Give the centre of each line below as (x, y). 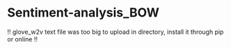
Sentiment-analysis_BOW (83, 13)
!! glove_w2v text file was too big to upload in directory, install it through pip (115, 32)
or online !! (23, 39)
